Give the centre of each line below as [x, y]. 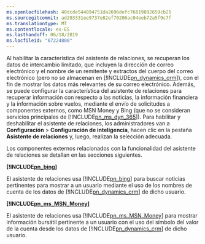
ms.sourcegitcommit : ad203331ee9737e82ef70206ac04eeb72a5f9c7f [89, 18]
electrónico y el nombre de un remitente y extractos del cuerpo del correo [100, 71]
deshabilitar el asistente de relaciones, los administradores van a [88, 123]
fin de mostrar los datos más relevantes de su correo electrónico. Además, [101, 84]
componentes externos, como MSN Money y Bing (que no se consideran [98, 110]
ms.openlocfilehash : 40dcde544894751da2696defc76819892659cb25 [89, 12]
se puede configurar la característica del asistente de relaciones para [94, 91]
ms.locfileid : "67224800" [39, 41]
